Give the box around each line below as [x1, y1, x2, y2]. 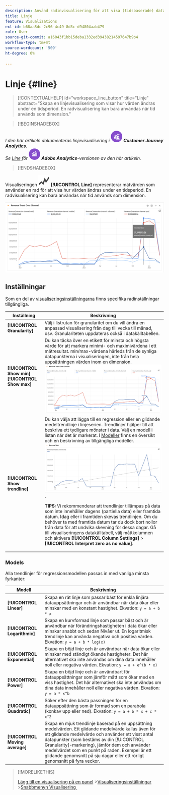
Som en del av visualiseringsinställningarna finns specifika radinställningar [5, 296, 159, 302]
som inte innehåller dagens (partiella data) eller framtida [44, 508, 161, 515]
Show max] [7, 381, 32, 387]
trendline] [7, 486, 29, 492]
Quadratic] [7, 708, 31, 714]
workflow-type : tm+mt [5, 40, 51, 45]
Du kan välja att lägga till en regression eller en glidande [44, 416, 160, 422]
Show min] [7, 371, 31, 377]
